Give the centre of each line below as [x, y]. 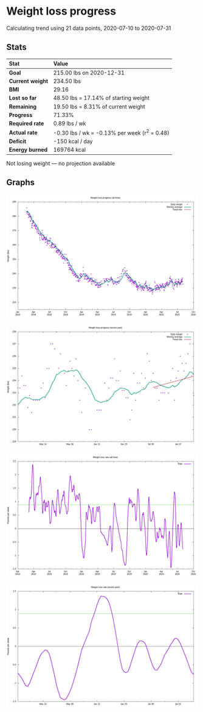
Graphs [21, 183]
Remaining [23, 106]
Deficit [18, 141]
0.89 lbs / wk [70, 123]
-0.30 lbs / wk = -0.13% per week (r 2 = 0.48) [111, 132]
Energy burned [28, 150]
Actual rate [23, 132]
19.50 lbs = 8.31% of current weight [99, 106]
